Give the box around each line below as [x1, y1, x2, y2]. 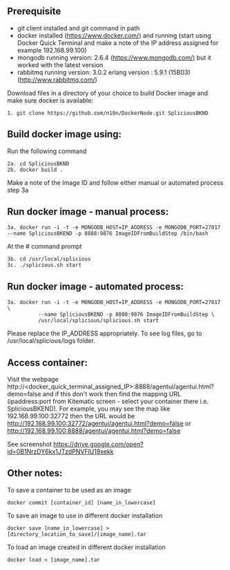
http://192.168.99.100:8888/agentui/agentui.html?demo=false [7, 427, 181, 435]
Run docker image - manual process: [7, 206, 169, 217]
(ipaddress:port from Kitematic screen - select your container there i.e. [7, 398, 209, 406]
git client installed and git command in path [17, 24, 140, 32]
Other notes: [7, 467, 63, 479]
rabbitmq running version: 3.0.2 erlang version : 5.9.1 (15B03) [17, 68, 191, 76]
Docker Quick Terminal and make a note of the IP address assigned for [17, 38, 219, 47]
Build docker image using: [7, 128, 122, 141]
